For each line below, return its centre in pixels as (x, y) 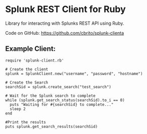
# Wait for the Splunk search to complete (50, 96)
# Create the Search (27, 82)
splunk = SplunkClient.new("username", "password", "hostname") (74, 74)
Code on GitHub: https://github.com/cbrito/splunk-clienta (65, 33)
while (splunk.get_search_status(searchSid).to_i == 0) (65, 100)
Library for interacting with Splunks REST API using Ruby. (65, 23)
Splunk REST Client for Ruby (65, 9)
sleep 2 (18, 109)
